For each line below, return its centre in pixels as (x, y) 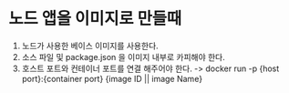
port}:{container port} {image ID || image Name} (112, 78)
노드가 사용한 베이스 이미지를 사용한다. (90, 46)
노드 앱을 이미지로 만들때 (95, 19)
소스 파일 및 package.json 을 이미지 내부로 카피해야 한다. (123, 57)
